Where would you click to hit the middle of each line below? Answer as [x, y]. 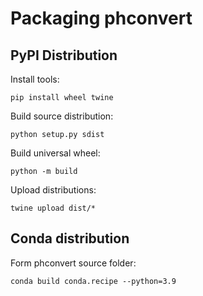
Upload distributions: [53, 190]
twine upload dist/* [53, 208]
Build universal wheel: [55, 153]
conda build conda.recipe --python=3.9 [93, 281]
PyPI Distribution [64, 55]
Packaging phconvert [101, 18]
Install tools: [35, 79]
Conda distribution [70, 238]
